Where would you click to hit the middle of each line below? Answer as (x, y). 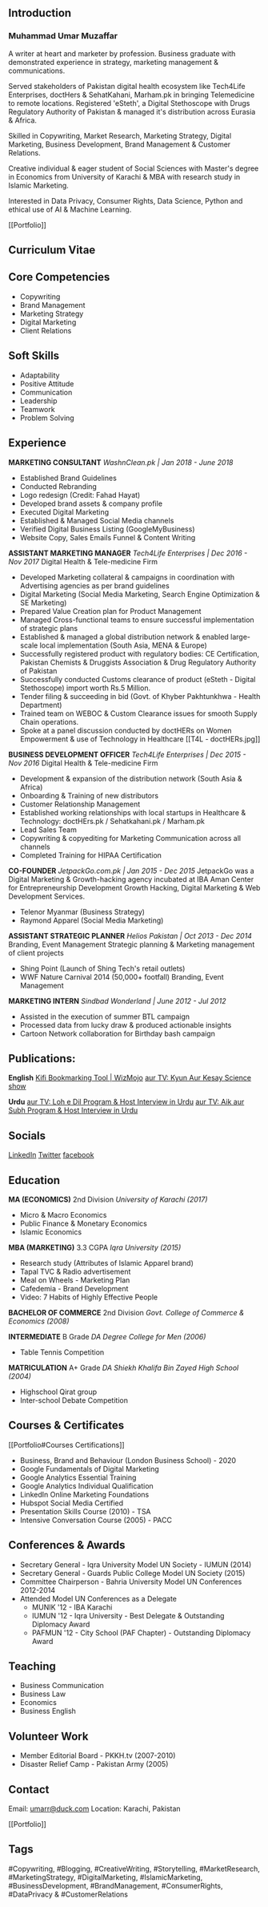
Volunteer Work (48, 1736)
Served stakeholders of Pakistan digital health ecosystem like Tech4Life (127, 86)
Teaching (32, 1666)
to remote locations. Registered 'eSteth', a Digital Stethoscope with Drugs (129, 103)
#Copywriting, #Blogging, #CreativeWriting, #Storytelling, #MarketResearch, (134, 1869)
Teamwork (37, 409)
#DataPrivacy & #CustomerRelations (68, 1894)
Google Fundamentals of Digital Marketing (89, 1469)
